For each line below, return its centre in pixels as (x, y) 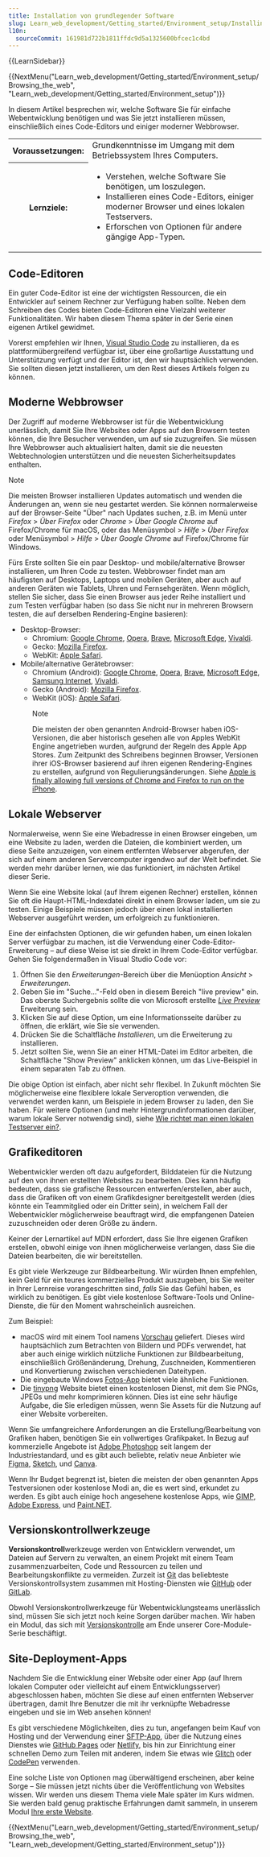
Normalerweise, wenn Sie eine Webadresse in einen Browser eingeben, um (133, 833)
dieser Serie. (29, 876)
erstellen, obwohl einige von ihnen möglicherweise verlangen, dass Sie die (132, 1247)
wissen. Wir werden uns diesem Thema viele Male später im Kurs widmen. (131, 1795)
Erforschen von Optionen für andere (174, 227)
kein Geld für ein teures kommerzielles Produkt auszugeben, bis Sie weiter (131, 1280)
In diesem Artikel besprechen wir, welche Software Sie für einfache (120, 109)
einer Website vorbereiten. (64, 1413)
